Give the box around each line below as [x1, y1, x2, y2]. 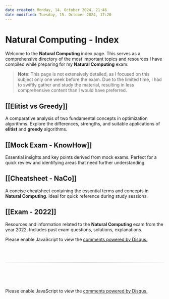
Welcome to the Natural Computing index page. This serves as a [5, 51, 141, 57]
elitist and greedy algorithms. [5, 126, 68, 132]
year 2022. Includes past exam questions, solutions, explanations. [5, 226, 143, 233]
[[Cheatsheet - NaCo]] [5, 174, 77, 183]
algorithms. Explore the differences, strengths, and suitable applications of [5, 121, 160, 127]
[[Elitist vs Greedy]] [5, 102, 68, 110]
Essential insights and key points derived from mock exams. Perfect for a [5, 154, 157, 160]
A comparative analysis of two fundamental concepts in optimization [5, 115, 148, 121]
